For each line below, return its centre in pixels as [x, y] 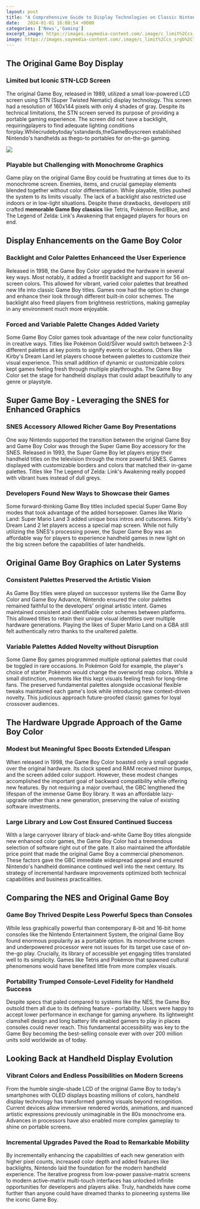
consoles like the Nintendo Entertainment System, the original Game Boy [95, 934]
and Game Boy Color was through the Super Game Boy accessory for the [96, 446]
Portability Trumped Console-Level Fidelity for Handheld [90, 981]
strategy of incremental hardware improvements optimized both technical [96, 872]
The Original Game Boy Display [65, 64]
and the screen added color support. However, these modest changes [92, 775]
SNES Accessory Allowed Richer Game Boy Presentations [91, 427]
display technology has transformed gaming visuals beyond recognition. [95, 1101]
